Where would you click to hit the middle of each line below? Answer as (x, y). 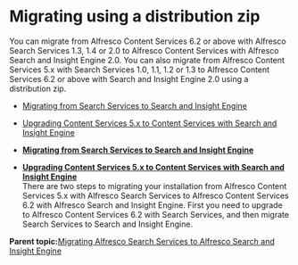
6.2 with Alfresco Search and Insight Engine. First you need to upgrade (152, 205)
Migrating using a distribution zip (135, 17)
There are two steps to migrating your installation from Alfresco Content (154, 186)
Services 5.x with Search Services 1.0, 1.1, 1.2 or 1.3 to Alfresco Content (140, 70)
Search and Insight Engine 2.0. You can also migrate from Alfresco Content (147, 60)
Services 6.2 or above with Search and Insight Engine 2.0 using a (129, 79)
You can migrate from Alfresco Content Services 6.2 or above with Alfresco (148, 41)
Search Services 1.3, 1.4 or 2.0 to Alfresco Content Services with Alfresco (144, 50)
